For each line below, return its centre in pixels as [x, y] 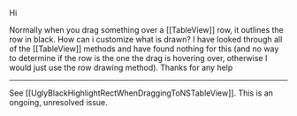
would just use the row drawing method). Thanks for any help [121, 67]
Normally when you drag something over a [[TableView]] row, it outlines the [147, 30]
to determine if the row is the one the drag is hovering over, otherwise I [138, 58]
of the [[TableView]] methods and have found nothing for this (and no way [144, 49]
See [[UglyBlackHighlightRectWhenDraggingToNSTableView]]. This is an [141, 93]
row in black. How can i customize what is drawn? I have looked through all [146, 39]
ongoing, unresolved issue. [58, 102]
